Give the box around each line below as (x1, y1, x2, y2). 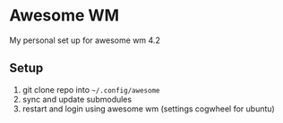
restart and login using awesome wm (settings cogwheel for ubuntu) (21, 103, 275, 114)
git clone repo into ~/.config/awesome (21, 84, 160, 94)
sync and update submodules (21, 94, 133, 104)
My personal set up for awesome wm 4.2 (9, 35, 161, 45)
